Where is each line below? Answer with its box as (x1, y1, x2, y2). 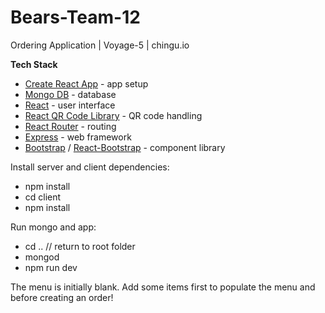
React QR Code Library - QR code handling (24, 109, 203, 121)
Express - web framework (24, 131, 132, 143)
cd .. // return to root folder (24, 240, 136, 252)
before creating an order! (10, 291, 114, 303)
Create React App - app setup (24, 77, 149, 90)
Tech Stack (10, 58, 58, 70)
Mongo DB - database (24, 88, 117, 100)
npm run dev (24, 261, 78, 273)
